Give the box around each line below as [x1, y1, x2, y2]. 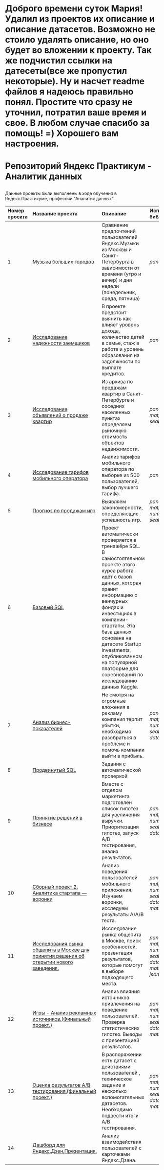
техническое [102, 1075, 132, 1082]
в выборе [102, 967, 124, 974]
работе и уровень [102, 345, 144, 352]
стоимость [102, 433, 127, 440]
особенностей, [102, 943, 137, 950]
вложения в [102, 703, 129, 710]
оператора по [102, 465, 134, 472]
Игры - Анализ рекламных [32, 1009, 97, 1016]
